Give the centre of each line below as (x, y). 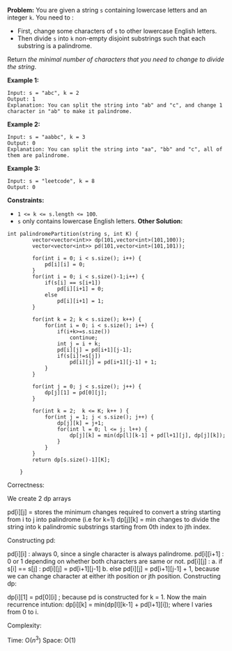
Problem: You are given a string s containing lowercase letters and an (107, 10)
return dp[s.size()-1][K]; (71, 460)
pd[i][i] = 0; (65, 264)
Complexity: (24, 625)
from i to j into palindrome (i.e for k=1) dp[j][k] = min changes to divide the (114, 519)
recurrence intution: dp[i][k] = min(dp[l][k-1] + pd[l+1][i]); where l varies (110, 604)
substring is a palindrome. (55, 46)
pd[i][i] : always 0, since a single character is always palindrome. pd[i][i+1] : (116, 554)
